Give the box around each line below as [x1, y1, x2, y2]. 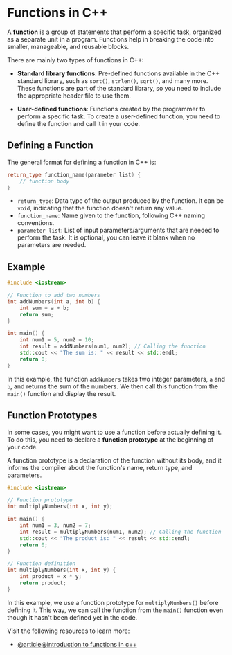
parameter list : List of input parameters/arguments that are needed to [17, 226, 220, 235]
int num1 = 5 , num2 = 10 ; [19, 337, 95, 343]
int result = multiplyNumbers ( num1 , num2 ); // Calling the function [19, 528, 222, 535]
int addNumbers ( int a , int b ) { [7, 298, 100, 305]
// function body [19, 178, 70, 185]
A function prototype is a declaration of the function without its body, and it [7, 456, 222, 465]
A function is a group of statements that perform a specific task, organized [7, 28, 222, 36]
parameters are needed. [17, 241, 87, 249]
